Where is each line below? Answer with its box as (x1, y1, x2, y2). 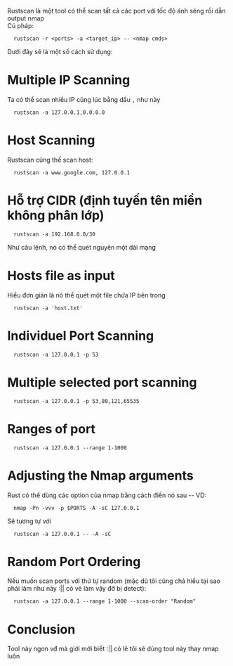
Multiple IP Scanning (7, 72, 131, 88)
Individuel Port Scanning (7, 328, 154, 344)
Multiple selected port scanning (7, 374, 197, 390)
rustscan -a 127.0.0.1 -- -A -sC (13, 530, 112, 537)
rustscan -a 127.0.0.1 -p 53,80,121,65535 (13, 397, 140, 404)
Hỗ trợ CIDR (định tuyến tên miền (7, 193, 203, 209)
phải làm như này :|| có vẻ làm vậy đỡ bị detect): (7, 584, 147, 593)
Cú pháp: (7, 22, 34, 30)
